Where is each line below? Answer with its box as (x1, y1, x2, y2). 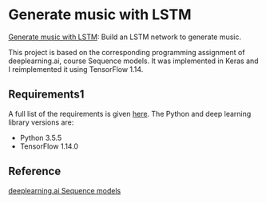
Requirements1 (8, 88, 85, 101)
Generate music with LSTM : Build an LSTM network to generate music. (8, 32, 242, 42)
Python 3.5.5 (19, 133, 62, 142)
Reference (8, 165, 62, 178)
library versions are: (8, 117, 74, 127)
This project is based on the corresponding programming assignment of (8, 47, 245, 57)
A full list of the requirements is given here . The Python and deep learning (8, 109, 252, 118)
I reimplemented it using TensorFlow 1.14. (8, 64, 144, 74)
